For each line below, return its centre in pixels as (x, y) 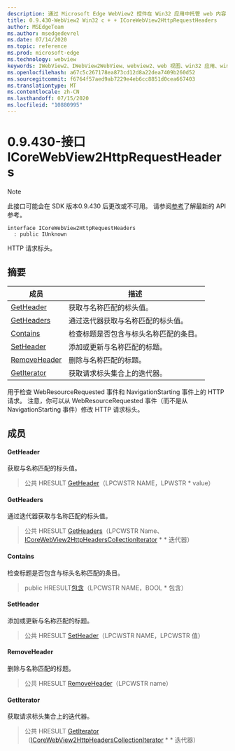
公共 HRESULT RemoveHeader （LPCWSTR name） (98, 684)
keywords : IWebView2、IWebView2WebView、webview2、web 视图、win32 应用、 (114, 66)
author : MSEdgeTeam (36, 27)
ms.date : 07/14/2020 (37, 40)
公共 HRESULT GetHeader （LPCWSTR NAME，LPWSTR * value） (119, 483)
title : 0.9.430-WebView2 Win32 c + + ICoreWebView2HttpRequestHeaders (112, 20)
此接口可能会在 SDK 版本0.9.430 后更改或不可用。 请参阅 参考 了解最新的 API (116, 206)
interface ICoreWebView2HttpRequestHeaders (72, 228)
